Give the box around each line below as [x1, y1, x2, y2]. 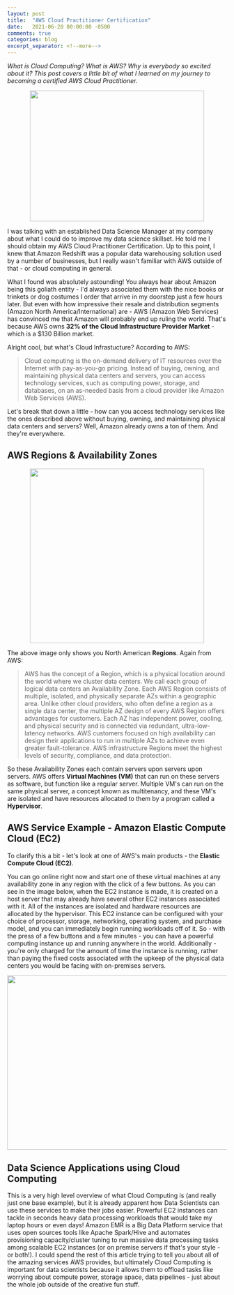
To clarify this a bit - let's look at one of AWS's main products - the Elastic [7, 851, 220, 860]
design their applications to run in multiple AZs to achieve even [24, 736, 205, 744]
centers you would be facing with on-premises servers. [7, 961, 166, 970]
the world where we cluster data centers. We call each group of [24, 677, 208, 685]
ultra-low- [181, 721, 211, 730]
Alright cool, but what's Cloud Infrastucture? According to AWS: [7, 343, 190, 351]
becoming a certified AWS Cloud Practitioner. [7, 77, 138, 84]
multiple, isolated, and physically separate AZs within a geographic [24, 691, 217, 700]
